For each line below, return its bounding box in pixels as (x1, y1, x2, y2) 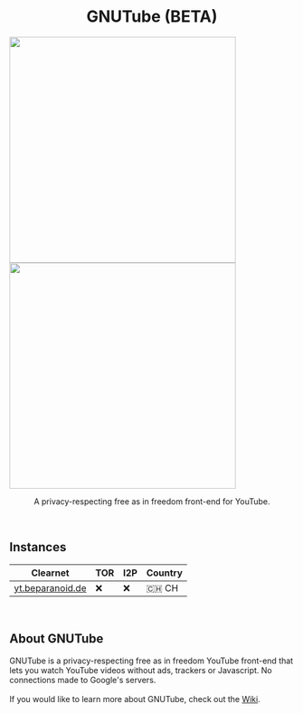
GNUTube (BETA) (86, 6, 218, 27)
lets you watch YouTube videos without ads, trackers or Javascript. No (9, 664, 273, 675)
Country (146, 567, 184, 579)
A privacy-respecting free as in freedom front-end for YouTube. (33, 495, 270, 507)
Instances (9, 539, 67, 555)
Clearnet (31, 567, 70, 579)
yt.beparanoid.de (14, 581, 87, 594)
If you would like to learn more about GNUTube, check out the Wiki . (9, 693, 260, 704)
